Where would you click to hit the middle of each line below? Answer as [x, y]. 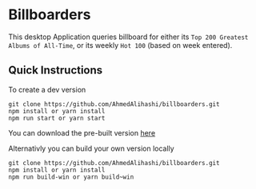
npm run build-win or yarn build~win [71, 177]
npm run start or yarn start [57, 118]
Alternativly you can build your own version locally [91, 148]
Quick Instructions [56, 71]
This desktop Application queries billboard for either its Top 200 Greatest [128, 37]
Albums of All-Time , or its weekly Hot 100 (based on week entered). [120, 45]
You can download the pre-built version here [82, 132]
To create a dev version [47, 89]
